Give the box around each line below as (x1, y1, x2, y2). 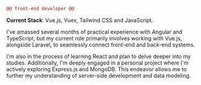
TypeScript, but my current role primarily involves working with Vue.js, (6, 34, 182, 42)
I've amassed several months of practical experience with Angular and (6, 28, 183, 36)
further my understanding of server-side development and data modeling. (6, 72, 191, 79)
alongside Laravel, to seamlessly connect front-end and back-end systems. (6, 41, 196, 48)
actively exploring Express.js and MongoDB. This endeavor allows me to (6, 65, 187, 72)
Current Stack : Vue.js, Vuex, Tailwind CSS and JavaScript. (6, 16, 154, 24)
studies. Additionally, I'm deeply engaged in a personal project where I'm (6, 59, 189, 66)
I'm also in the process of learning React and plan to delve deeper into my (6, 52, 191, 60)
